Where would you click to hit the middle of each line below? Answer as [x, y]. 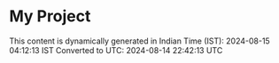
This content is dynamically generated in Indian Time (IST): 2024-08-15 [139, 41]
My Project [50, 16]
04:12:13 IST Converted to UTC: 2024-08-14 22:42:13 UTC [116, 50]
